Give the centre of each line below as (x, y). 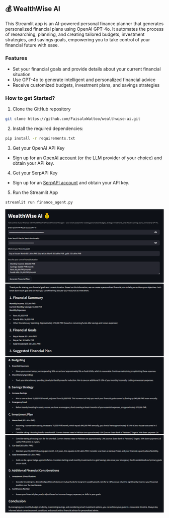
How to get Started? (30, 98)
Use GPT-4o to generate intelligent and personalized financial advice (84, 80)
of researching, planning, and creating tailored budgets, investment (75, 34)
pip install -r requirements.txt (40, 139)
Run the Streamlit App (35, 192)
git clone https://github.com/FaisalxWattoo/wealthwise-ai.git (73, 119)
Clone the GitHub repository (41, 109)
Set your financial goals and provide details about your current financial (87, 69)
